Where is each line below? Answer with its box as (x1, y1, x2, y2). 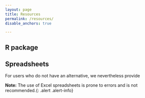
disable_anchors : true (5, 21, 52, 26)
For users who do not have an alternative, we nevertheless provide (5, 73, 140, 79)
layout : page (5, 7, 32, 12)
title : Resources (5, 12, 41, 17)
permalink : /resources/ (5, 16, 54, 21)
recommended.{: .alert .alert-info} (5, 88, 74, 94)
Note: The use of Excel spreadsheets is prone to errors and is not (5, 82, 138, 88)
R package (5, 43, 38, 51)
